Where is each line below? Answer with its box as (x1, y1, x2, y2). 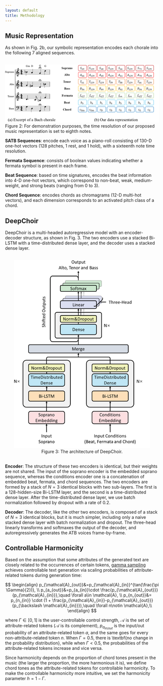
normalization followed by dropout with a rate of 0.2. (5, 499, 111, 505)
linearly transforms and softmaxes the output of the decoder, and (5, 524, 137, 530)
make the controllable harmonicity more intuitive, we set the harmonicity (5, 670, 150, 676)
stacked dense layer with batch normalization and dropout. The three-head (5, 519, 156, 525)
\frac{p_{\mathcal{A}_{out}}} (100, 587, 159, 593)
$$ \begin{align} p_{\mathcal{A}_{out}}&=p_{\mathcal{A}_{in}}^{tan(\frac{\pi (5, 582, 159, 588)
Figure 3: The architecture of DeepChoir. (41, 449, 123, 454)
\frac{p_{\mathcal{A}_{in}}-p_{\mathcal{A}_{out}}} (52, 598, 154, 603)
